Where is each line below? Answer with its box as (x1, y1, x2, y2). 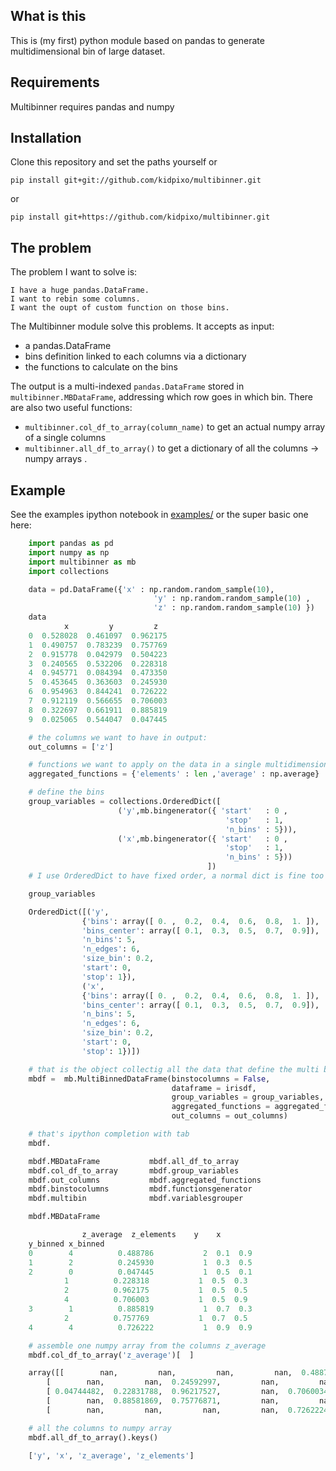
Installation (10, 130, 82, 147)
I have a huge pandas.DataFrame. (10, 285, 150, 296)
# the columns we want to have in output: (28, 732, 208, 743)
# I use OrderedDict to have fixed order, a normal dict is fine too (28, 871, 325, 881)
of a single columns (24, 432, 107, 444)
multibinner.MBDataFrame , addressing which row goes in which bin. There (10, 391, 314, 403)
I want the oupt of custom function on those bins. (10, 303, 230, 313)
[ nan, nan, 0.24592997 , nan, (46, 1377, 280, 1388)
